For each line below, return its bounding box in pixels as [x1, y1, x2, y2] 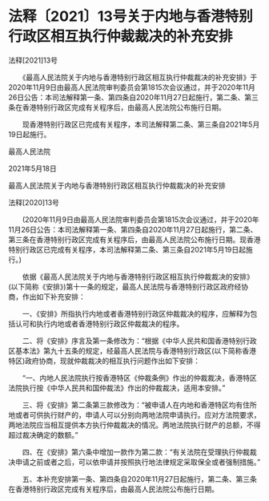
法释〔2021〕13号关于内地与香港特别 [8, 7, 254, 26]
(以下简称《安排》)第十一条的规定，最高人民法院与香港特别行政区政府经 [8, 281, 242, 291]
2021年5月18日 [8, 164, 58, 173]
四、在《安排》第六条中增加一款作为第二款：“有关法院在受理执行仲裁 [22, 446, 251, 457]
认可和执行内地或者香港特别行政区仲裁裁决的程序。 [14, 318, 184, 329]
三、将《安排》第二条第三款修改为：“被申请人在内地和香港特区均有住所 [22, 400, 258, 410]
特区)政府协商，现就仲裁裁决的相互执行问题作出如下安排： [8, 356, 201, 366]
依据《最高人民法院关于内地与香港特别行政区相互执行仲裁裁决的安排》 [22, 272, 254, 281]
